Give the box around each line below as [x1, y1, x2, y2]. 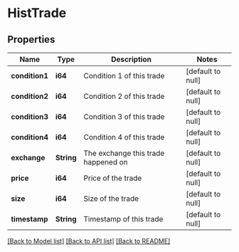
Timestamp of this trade [83, 214, 164, 224]
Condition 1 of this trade [83, 71, 165, 80]
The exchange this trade [83, 148, 165, 158]
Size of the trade [83, 194, 139, 204]
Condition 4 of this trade [83, 132, 165, 142]
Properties [7, 33, 55, 46]
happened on [83, 157, 128, 167]
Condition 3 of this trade [83, 112, 165, 122]
